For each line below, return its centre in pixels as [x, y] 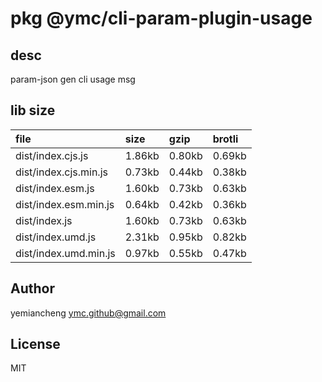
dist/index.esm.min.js [65, 204]
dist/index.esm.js [55, 188]
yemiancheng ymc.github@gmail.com [88, 313]
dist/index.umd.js [56, 237]
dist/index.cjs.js [52, 155]
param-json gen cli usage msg [73, 79]
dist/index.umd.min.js [65, 253]
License [35, 344]
